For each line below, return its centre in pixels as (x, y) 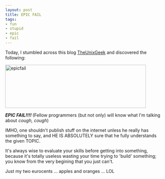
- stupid (14, 29)
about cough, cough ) (27, 120)
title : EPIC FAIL (23, 15)
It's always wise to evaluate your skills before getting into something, (77, 151)
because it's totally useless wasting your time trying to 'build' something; (81, 156)
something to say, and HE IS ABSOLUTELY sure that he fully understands (81, 135)
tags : (11, 19)
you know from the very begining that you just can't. (59, 161)
